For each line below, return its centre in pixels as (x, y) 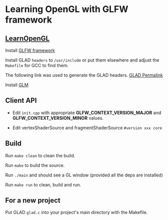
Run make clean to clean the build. (40, 155)
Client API (21, 100)
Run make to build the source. (35, 165)
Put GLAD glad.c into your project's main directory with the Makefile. (76, 212)
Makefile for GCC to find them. (37, 65)
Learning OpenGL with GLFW (67, 9)
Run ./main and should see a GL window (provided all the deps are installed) (84, 175)
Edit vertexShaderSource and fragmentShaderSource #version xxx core (87, 128)
